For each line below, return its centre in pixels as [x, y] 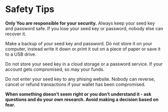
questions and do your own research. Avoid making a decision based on [82, 99]
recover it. [16, 34]
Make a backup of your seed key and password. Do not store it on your [79, 43]
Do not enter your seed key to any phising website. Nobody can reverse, [80, 79]
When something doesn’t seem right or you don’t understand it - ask [78, 94]
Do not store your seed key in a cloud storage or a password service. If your [84, 64]
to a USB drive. [21, 54]
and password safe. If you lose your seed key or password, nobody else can [84, 28]
